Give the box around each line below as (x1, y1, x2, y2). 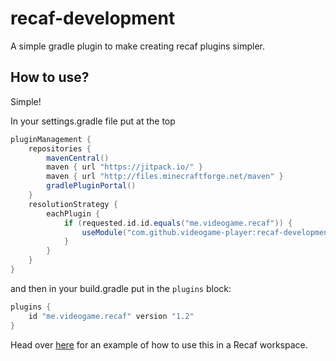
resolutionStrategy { (28, 199, 118, 209)
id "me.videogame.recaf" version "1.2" (28, 311, 195, 321)
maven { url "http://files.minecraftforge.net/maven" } (46, 172, 284, 182)
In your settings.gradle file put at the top (10, 115, 176, 127)
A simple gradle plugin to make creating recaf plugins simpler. (10, 40, 265, 52)
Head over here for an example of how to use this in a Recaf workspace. (10, 338, 308, 351)
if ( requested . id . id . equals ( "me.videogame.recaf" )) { (63, 218, 293, 228)
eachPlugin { (46, 208, 101, 219)
